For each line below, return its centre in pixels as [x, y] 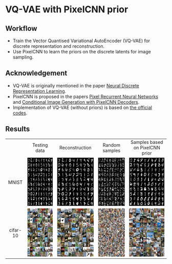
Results [18, 129]
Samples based [147, 142]
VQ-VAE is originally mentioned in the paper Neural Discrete [76, 85]
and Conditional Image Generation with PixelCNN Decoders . [76, 102]
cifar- [15, 230]
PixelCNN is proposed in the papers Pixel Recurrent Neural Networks [85, 97]
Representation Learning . [39, 91]
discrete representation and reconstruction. [59, 46]
